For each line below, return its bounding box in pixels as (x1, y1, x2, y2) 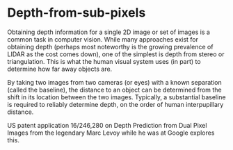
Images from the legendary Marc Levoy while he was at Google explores (7, 128, 215, 137)
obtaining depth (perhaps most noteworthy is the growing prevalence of (7, 42, 214, 51)
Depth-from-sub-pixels (7, 5, 146, 21)
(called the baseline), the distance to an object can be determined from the (7, 85, 222, 94)
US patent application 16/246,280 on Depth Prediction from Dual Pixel (7, 121, 207, 129)
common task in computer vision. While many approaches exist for (7, 35, 199, 43)
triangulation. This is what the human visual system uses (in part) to (7, 57, 201, 65)
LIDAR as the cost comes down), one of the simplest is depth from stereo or (7, 50, 225, 58)
